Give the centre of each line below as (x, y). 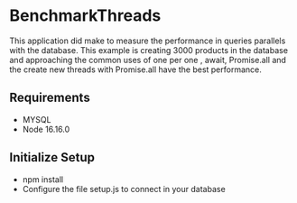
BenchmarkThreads (85, 16)
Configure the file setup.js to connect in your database (124, 189)
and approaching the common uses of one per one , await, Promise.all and (148, 60)
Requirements (50, 98)
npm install (43, 179)
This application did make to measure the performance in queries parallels (148, 41)
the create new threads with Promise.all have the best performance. (135, 69)
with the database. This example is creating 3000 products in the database (149, 50)
